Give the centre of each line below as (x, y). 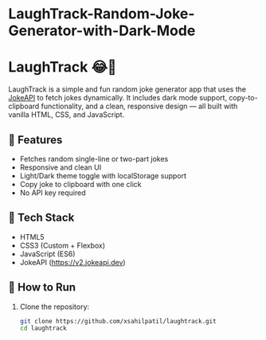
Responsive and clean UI (61, 167)
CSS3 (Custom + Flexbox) (63, 245)
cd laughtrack (43, 328)
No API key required (53, 193)
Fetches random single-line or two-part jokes (94, 158)
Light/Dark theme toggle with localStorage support (103, 175)
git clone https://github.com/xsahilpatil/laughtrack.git (118, 321)
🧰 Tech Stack (41, 218)
